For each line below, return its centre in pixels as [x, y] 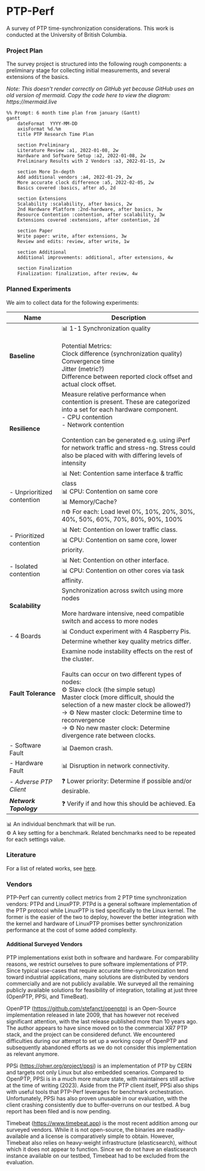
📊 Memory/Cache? [89, 501]
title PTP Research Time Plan [56, 135]
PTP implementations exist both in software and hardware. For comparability [103, 958]
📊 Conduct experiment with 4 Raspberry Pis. [126, 631]
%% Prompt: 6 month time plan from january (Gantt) [73, 113]
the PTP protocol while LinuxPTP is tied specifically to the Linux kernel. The [101, 911]
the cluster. [78, 659]
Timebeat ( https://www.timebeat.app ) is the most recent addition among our [102, 1123]
